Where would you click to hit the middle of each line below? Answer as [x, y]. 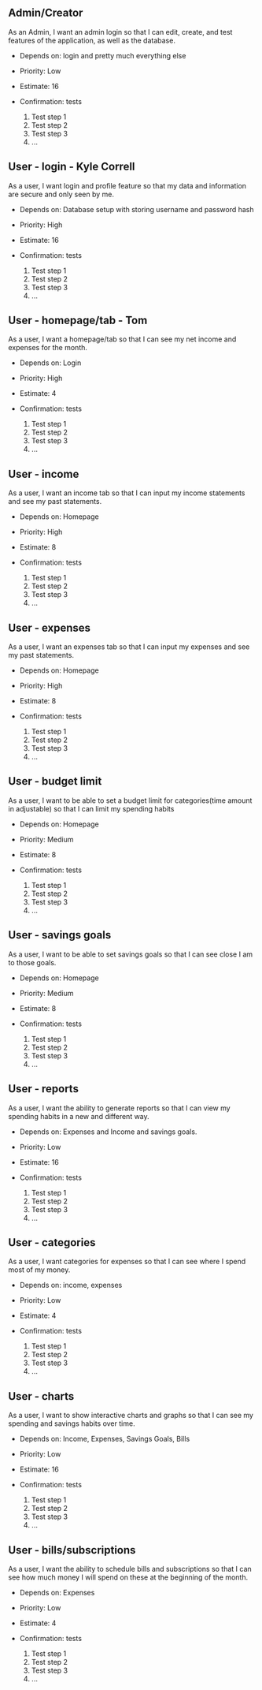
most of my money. [39, 1270]
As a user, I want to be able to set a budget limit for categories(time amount [130, 800]
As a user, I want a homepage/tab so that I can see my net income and [122, 339]
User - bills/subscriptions [72, 1550]
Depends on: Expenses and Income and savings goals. [108, 1132]
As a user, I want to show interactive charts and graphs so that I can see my [131, 1416]
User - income [44, 474]
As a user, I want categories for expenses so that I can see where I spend [127, 1262]
